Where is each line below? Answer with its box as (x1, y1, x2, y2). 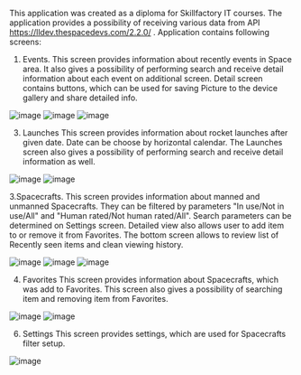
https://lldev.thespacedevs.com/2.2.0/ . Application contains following (9, 27, 270, 37)
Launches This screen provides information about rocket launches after (22, 127, 288, 138)
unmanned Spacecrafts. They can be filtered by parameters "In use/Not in (9, 201, 285, 211)
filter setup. (22, 338, 66, 349)
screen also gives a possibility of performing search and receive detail (22, 146, 284, 157)
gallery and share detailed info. (22, 92, 138, 103)
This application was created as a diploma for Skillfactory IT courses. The (9, 8, 282, 18)
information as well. (22, 156, 96, 166)
